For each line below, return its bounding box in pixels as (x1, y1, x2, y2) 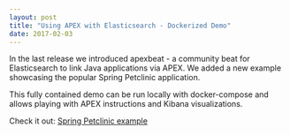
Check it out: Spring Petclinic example (9, 116, 149, 126)
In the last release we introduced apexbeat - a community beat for (9, 54, 250, 64)
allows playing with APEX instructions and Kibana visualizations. (9, 99, 243, 109)
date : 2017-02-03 (9, 29, 73, 38)
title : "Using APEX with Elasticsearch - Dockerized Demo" (9, 21, 232, 30)
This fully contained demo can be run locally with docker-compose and (9, 89, 270, 100)
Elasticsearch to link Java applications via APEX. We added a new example (9, 63, 281, 73)
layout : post (9, 12, 57, 22)
